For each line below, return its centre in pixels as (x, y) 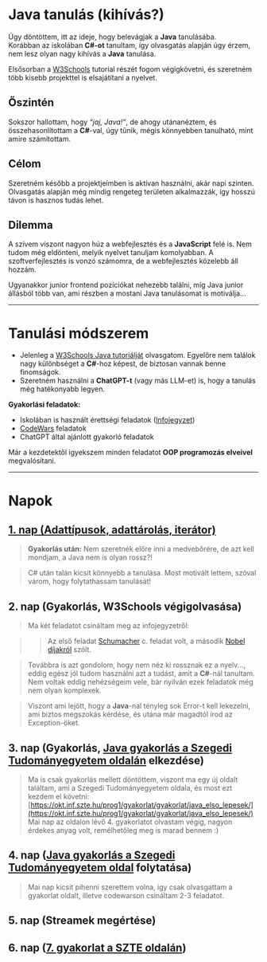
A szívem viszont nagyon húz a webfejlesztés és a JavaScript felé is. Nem (130, 244)
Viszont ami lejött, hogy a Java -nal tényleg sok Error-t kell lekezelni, (139, 706)
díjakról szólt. (69, 650)
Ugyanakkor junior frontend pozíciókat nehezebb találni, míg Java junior (126, 285)
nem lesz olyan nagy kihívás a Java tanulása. (82, 53)
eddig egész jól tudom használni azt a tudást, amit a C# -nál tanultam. (141, 673)
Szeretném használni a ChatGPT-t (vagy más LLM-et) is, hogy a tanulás (137, 381)
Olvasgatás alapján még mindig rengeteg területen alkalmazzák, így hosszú (132, 191)
